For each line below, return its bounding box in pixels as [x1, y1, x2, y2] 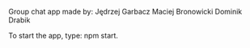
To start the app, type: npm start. [8, 31, 119, 40]
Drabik [8, 15, 31, 25]
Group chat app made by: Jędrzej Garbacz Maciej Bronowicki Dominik [8, 7, 243, 16]
